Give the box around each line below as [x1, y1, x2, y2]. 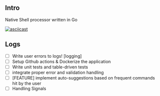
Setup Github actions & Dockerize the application [12, 58, 111, 64]
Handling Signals [12, 85, 46, 91]
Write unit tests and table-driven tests [12, 64, 88, 70]
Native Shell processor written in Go [5, 16, 78, 22]
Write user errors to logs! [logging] [12, 53, 82, 59]
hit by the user [12, 80, 41, 86]
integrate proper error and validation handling [12, 69, 104, 75]
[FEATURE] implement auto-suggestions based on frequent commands [12, 75, 155, 80]
